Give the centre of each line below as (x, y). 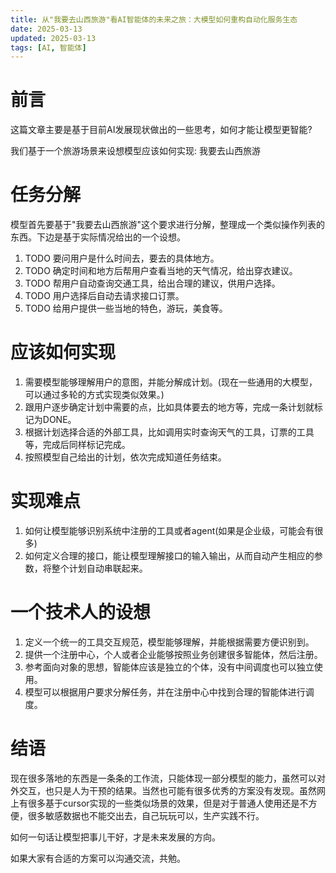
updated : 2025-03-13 (53, 38)
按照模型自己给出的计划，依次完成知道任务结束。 (125, 457)
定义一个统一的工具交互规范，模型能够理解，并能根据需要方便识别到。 (169, 642)
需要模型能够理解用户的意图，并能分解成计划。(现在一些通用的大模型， (171, 382)
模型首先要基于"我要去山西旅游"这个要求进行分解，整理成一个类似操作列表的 (168, 225)
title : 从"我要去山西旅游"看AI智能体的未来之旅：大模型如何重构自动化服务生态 (154, 19)
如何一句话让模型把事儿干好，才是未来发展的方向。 (115, 837)
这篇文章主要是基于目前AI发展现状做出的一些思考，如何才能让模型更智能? (161, 130)
